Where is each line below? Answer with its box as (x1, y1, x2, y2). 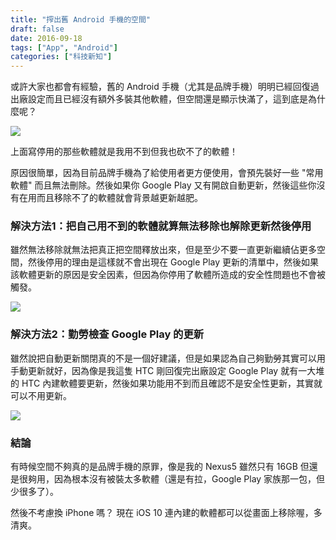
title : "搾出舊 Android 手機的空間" (10, 14, 152, 25)
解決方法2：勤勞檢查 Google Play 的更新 (10, 327, 205, 341)
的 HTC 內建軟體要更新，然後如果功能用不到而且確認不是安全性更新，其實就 (10, 377, 323, 389)
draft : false (10, 24, 65, 34)
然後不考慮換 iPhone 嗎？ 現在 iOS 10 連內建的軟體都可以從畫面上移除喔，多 (10, 507, 323, 519)
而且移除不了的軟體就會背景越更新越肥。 (36, 192, 203, 204)
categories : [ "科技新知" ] (10, 52, 113, 62)
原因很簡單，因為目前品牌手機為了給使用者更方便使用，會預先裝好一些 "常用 (10, 167, 324, 179)
